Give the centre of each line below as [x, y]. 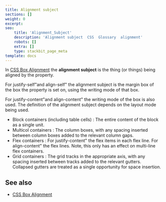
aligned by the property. [30, 75]
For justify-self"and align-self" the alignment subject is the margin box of [80, 85]
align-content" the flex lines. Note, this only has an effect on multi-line [84, 146]
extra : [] [24, 47]
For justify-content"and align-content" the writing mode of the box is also [80, 100]
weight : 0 [15, 19]
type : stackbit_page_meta [41, 51]
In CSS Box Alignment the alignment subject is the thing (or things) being [80, 70]
